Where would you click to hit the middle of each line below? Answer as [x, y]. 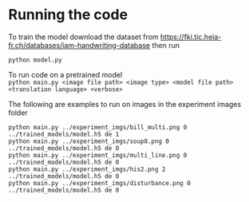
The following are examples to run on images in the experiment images [125, 104]
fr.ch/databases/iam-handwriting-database [79, 45]
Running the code [68, 15]
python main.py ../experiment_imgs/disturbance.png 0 [100, 183]
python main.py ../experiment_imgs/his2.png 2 [87, 169]
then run [165, 45]
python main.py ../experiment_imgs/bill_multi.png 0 [98, 127]
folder [18, 113]
